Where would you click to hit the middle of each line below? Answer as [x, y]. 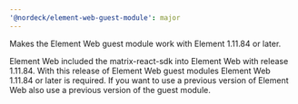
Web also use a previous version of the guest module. [110, 90]
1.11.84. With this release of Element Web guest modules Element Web [140, 71]
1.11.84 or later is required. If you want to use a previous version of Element [149, 80]
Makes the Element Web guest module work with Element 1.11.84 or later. [145, 43]
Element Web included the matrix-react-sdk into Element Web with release [149, 61]
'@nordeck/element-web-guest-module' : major [95, 18]
